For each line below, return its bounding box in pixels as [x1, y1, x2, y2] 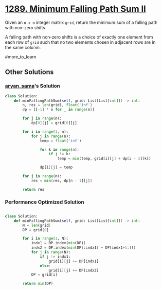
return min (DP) [22, 281, 54, 286]
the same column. [5, 44, 41, 50]
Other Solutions [5, 68, 54, 76]
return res [22, 187, 45, 192]
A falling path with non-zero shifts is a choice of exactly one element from [5, 34, 153, 40]
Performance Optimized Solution [5, 199, 84, 205]
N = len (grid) [22, 223, 51, 228]
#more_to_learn [5, 54, 36, 59]
